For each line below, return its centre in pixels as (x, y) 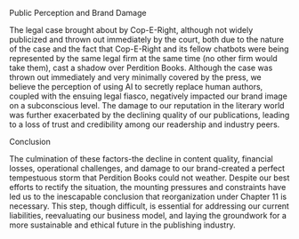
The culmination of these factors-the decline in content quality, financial (141, 159)
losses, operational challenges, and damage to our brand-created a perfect (147, 168)
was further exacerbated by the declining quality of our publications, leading (149, 115)
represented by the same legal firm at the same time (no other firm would (143, 58)
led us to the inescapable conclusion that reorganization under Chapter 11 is (148, 196)
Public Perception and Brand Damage (78, 13)
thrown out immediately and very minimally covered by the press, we (135, 77)
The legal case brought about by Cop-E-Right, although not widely (131, 30)
